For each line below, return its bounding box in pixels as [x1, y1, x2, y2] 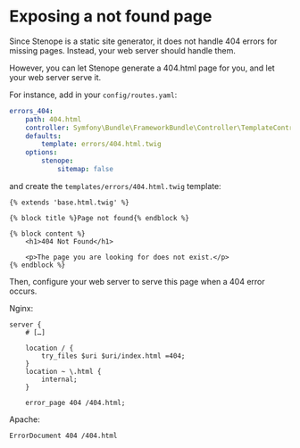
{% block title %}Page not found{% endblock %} [9, 213, 190, 222]
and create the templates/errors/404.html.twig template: [9, 180, 221, 191]
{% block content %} [9, 229, 87, 238]
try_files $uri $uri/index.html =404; [41, 351, 186, 361]
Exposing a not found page [9, 6, 212, 27]
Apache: [9, 413, 40, 425]
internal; [41, 375, 78, 384]
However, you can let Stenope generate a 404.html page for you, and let [9, 62, 275, 73]
